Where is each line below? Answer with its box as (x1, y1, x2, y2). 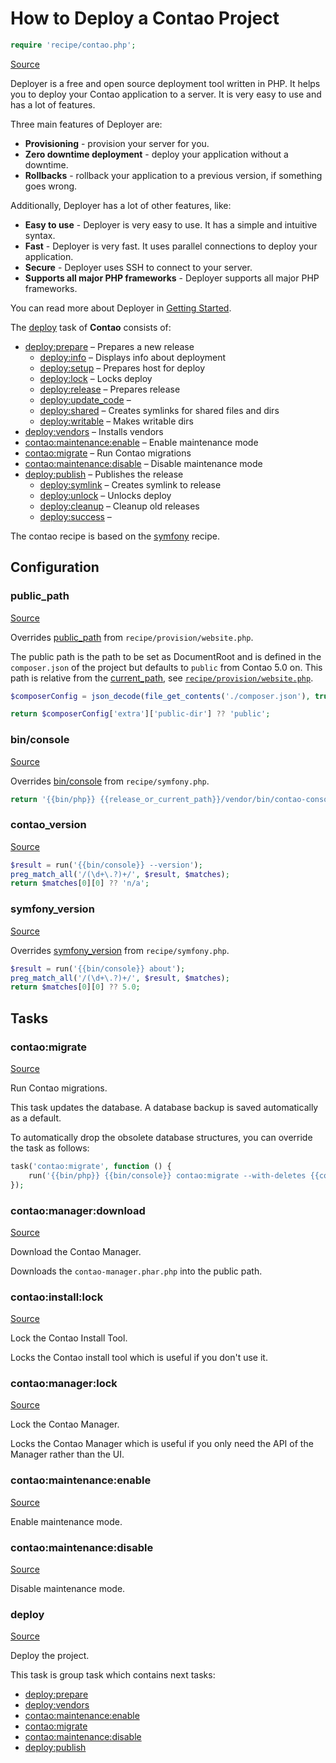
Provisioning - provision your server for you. (24, 137, 210, 149)
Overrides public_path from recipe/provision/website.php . (10, 631, 254, 643)
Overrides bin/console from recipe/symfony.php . (10, 775, 210, 787)
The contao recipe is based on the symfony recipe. (10, 530, 221, 542)
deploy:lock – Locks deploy (39, 372, 153, 384)
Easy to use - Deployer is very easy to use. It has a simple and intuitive (24, 218, 318, 231)
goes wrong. (24, 180, 78, 192)
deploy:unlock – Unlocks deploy (39, 489, 172, 501)
